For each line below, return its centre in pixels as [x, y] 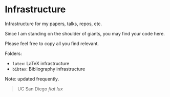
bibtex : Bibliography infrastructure [49, 69]
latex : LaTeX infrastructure [41, 63]
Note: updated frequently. [32, 79]
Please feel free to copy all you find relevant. [52, 43]
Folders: [13, 53]
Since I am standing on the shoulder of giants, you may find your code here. [85, 33]
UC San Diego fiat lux [40, 89]
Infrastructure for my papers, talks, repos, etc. [54, 24]
